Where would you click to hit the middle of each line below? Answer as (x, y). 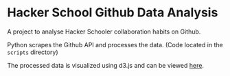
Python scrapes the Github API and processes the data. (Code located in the (115, 45)
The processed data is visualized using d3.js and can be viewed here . (106, 65)
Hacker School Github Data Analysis (113, 13)
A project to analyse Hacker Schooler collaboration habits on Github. (104, 31)
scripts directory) (33, 52)
